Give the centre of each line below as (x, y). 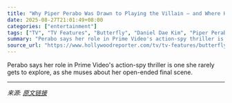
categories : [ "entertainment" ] (52, 26)
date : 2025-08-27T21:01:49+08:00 (55, 20)
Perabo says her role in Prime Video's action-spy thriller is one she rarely (111, 65)
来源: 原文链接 (27, 93)
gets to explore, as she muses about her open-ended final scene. (100, 72)
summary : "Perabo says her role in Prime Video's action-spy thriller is (116, 39)
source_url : (24, 45)
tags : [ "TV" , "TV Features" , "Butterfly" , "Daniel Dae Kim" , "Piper (108, 33)
